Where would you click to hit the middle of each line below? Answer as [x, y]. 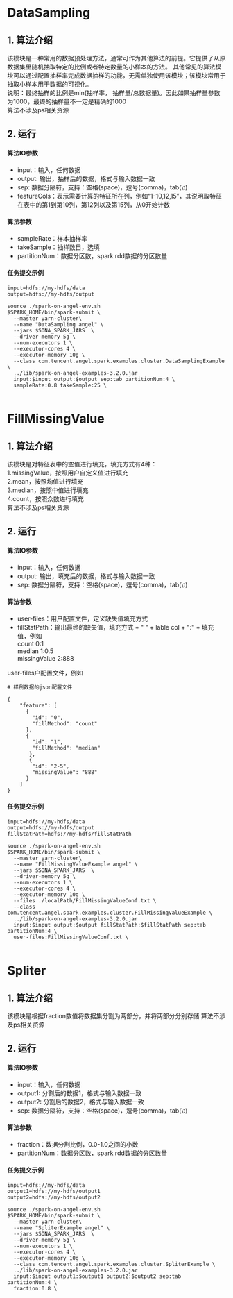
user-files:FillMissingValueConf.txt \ [71, 937]
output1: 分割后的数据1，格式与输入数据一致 [79, 1093]
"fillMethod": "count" [65, 723]
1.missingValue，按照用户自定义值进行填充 [68, 473]
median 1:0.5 [35, 651]
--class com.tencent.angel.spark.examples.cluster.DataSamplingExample [119, 361]
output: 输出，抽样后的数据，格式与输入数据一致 [86, 178]
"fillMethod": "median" [66, 748]
